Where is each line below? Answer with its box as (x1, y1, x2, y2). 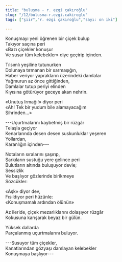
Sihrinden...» (5, 110, 32, 116)
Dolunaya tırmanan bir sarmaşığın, (5, 67, 78, 73)
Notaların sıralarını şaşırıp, (5, 151, 60, 158)
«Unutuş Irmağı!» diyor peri (5, 99, 63, 105)
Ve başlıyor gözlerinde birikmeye (5, 173, 75, 179)
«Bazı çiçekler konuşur (5, 47, 54, 53)
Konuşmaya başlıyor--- (5, 251, 54, 257)
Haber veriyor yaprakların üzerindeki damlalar (5, 73, 102, 79)
